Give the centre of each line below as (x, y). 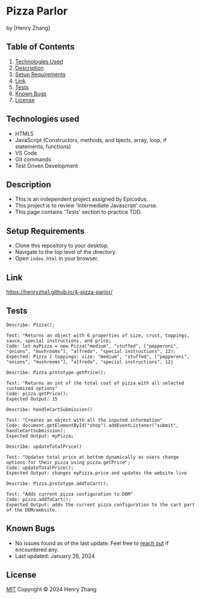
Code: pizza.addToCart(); (39, 499)
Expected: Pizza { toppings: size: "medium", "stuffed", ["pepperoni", (98, 357)
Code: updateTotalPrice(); (40, 468)
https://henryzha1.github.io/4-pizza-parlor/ (60, 292)
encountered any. (37, 549)
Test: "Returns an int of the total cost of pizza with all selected (95, 383)
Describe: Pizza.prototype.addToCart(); (58, 484)
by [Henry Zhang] (28, 28)
